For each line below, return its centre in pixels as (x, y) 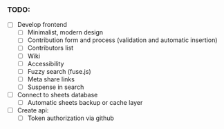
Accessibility (46, 63)
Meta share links (51, 79)
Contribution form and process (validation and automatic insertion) (122, 40)
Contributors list (50, 48)
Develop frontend (42, 25)
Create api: (33, 110)
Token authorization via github (71, 118)
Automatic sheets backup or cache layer (85, 102)
